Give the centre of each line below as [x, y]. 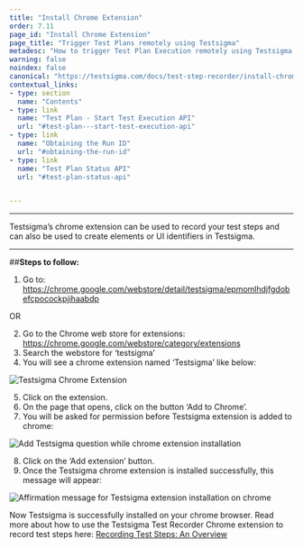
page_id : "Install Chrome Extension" [80, 34]
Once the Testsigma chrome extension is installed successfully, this [148, 470]
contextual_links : [44, 85]
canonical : [30, 77]
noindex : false [38, 68]
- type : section [40, 93]
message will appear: [62, 480]
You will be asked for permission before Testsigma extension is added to [157, 416]
